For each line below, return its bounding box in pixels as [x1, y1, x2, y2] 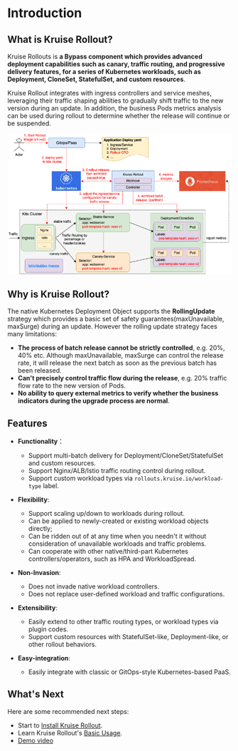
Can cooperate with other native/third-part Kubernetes [28, 547, 188, 556]
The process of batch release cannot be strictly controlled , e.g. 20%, [17, 343, 225, 352]
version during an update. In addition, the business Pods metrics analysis [7, 104, 222, 112]
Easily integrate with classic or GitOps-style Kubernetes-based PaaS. [28, 668, 231, 676]
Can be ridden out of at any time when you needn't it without [28, 532, 207, 541]
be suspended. [7, 119, 52, 128]
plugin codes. [28, 625, 69, 633]
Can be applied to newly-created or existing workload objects [28, 517, 210, 525]
